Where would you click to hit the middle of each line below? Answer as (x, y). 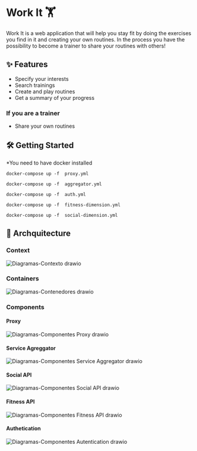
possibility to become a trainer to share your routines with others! (86, 46)
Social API (19, 375)
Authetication (24, 428)
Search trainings (35, 85)
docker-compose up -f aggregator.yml (54, 184)
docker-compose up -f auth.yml (46, 194)
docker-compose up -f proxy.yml (47, 174)
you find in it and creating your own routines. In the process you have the (96, 39)
